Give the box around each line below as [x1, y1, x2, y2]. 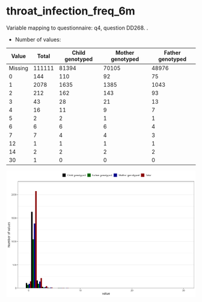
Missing [8, 64, 29, 72]
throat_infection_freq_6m [6, 4, 135, 18]
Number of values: [14, 36, 61, 43]
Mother [115, 49, 135, 57]
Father [164, 49, 181, 57]
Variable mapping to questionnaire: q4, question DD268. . [6, 24, 148, 31]
